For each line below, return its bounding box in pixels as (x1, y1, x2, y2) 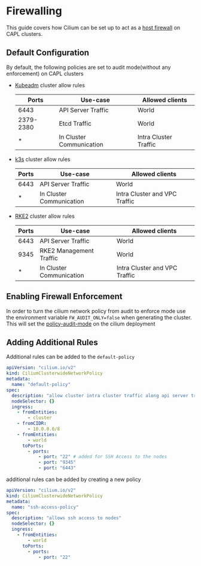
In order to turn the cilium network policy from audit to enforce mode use (6, 307, 186, 315)
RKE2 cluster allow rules (14, 212, 75, 220)
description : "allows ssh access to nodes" (11, 515, 121, 521)
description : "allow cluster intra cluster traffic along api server (11, 392, 188, 398)
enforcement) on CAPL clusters (6, 70, 84, 77)
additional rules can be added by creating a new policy (6, 476, 141, 483)
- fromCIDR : (17, 421, 47, 427)
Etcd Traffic (59, 119, 92, 127)
